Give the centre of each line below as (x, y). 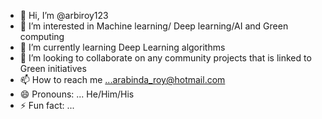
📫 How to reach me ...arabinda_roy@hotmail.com (122, 79)
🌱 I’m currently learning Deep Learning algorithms (122, 47)
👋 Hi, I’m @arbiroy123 (64, 15)
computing (42, 36)
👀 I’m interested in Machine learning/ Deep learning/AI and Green (154, 26)
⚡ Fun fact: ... (47, 105)
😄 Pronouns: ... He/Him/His (77, 94)
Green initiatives (53, 68)
